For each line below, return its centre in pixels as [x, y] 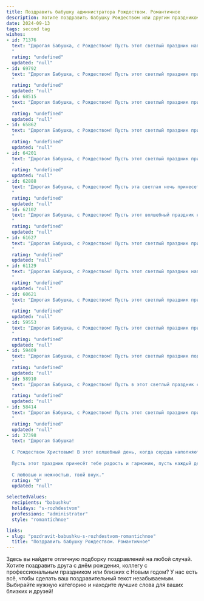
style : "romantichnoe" [40, 520]
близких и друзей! [30, 591]
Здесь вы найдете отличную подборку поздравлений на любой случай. [99, 559]
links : [15, 531]
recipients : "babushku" [42, 503]
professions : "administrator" [50, 514]
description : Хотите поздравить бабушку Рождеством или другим [88, 18]
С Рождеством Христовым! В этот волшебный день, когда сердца [92, 452]
